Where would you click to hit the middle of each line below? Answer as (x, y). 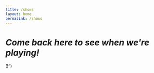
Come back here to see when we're (77, 42)
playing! (22, 52)
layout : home (19, 14)
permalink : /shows (24, 18)
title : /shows (20, 9)
